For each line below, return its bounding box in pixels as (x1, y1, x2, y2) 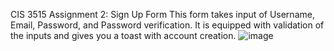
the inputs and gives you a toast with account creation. (10, 30, 237, 41)
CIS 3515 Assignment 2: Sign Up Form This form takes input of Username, (10, 9, 315, 20)
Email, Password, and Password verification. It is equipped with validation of (10, 19, 325, 31)
